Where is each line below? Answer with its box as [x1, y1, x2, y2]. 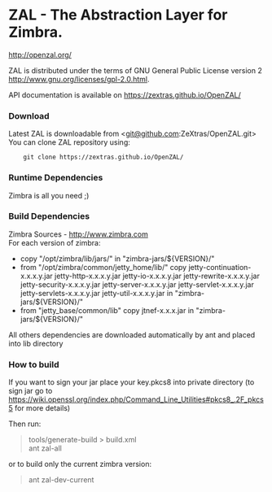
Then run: [8, 419, 42, 429]
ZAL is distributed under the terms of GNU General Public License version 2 [8, 65, 262, 75]
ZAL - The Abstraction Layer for [8, 6, 228, 24]
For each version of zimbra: [8, 237, 101, 247]
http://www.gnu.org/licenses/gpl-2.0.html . [8, 74, 150, 84]
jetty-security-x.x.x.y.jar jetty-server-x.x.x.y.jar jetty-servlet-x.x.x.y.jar [20, 279, 254, 290]
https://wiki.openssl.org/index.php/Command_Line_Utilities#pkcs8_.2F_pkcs [8, 394, 265, 404]
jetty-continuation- [188, 262, 252, 272]
